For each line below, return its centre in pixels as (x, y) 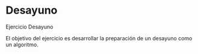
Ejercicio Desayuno (29, 27)
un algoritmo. (22, 45)
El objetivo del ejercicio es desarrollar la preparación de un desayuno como (99, 38)
